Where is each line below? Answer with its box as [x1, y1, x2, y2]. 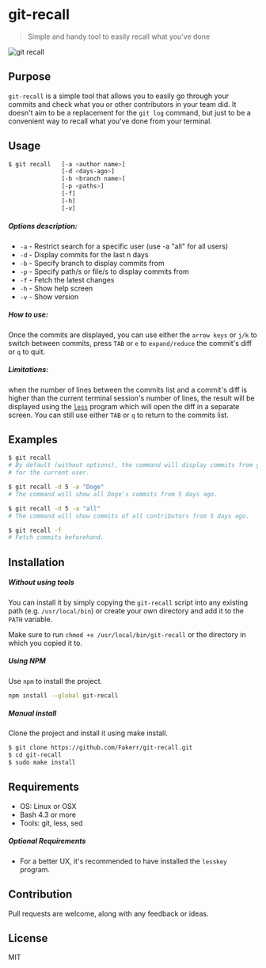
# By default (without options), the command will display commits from [8, 461, 253, 469]
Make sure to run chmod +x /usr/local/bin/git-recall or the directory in [8, 629, 247, 639]
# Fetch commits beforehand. [8, 533, 104, 541]
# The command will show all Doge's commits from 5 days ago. [8, 490, 218, 498]
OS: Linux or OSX [19, 801, 77, 810]
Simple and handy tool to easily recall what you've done [27, 32, 211, 41]
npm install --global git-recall [8, 691, 119, 700]
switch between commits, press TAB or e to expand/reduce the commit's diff [8, 338, 252, 347]
